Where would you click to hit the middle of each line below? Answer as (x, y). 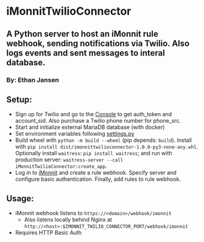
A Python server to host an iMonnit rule (82, 34)
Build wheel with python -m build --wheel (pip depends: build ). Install (104, 140)
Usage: (20, 198)
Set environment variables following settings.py (75, 134)
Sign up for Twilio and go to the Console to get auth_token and (93, 114)
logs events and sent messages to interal (86, 53)
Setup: (19, 99)
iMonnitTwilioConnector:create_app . (61, 166)
